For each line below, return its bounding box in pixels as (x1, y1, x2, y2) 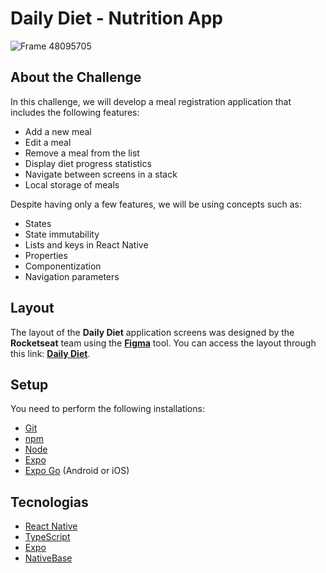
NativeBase (24, 552, 73, 564)
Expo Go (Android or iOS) (24, 465, 130, 477)
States (24, 217, 52, 229)
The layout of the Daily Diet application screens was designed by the (10, 326, 295, 338)
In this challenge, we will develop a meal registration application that (10, 95, 292, 107)
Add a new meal (24, 125, 92, 137)
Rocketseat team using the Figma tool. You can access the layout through (10, 337, 317, 349)
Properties (24, 249, 68, 261)
